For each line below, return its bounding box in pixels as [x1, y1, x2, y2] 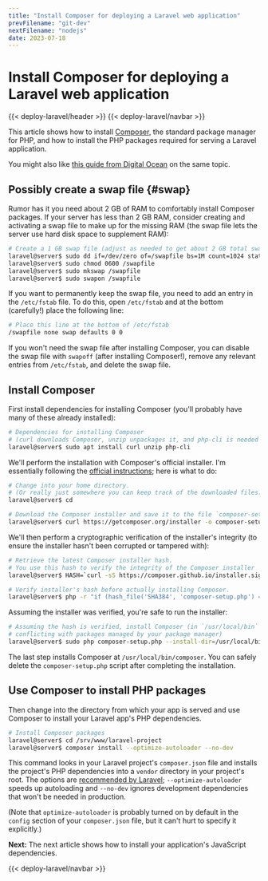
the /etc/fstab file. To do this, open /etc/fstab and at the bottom [8, 297, 223, 307]
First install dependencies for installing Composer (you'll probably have [8, 404, 242, 413]
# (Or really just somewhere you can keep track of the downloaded [8, 488, 238, 497]
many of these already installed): [8, 413, 116, 422]
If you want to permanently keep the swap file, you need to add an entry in [8, 289, 254, 298]
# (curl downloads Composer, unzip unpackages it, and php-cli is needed [8, 436, 259, 444]
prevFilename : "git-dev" [8, 19, 91, 27]
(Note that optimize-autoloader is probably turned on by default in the [8, 808, 239, 817]
